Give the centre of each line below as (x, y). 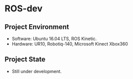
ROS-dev (24, 9)
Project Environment (37, 27)
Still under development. (37, 71)
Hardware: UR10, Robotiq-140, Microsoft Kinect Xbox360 (70, 44)
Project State (25, 59)
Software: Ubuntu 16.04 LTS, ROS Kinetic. (54, 39)
